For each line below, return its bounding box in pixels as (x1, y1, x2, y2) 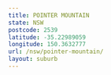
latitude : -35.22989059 (8, 33, 87, 41)
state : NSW (8, 19, 44, 27)
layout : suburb (8, 55, 58, 63)
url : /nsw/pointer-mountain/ (8, 48, 104, 55)
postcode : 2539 (8, 26, 58, 34)
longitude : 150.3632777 (8, 41, 87, 48)
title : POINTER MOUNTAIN (8, 11, 90, 20)
